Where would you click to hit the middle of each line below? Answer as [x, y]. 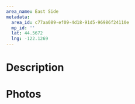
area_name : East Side [32, 11]
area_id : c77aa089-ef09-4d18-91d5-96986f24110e [70, 22]
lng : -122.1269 [30, 39]
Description [35, 67]
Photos [24, 94]
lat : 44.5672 [27, 33]
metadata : [18, 17]
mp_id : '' [23, 28]
